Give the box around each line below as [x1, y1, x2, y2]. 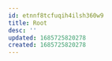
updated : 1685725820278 [8, 33, 87, 42]
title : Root [8, 19, 47, 27]
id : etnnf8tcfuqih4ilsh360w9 [8, 11, 104, 20]
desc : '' [8, 26, 37, 34]
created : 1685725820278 [8, 41, 87, 49]
